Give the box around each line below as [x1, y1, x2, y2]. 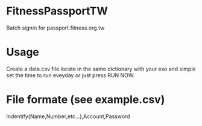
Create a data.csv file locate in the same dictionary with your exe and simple [6, 65, 196, 72]
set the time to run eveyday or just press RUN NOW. [6, 71, 135, 79]
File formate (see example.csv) [6, 93, 165, 107]
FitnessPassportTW [6, 4, 108, 18]
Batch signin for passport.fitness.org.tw [6, 24, 105, 31]
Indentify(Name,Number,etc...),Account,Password [6, 113, 131, 120]
